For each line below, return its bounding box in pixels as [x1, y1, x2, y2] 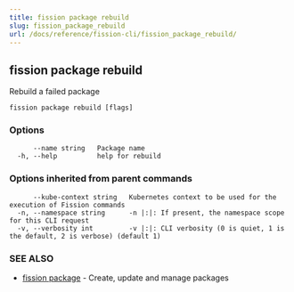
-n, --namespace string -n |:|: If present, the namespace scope [17, 208, 285, 217]
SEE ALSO [9, 252, 54, 264]
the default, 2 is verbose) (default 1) [9, 231, 162, 240]
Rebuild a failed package [9, 86, 101, 97]
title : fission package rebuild [9, 12, 129, 22]
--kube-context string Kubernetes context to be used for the [32, 192, 277, 201]
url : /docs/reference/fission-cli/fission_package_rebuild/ [9, 29, 238, 38]
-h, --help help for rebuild [17, 152, 162, 161]
